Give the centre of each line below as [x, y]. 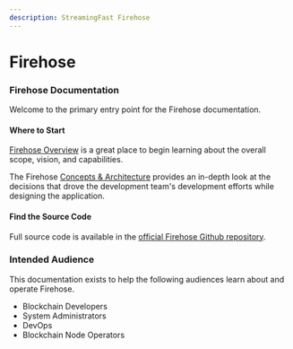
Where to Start [37, 130]
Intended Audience [52, 259]
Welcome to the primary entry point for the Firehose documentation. [135, 109]
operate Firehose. [42, 289]
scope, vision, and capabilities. [66, 160]
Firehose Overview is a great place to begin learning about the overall [138, 150]
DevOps [37, 325]
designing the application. [57, 196]
